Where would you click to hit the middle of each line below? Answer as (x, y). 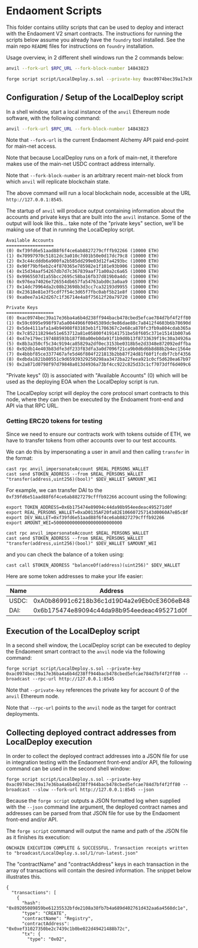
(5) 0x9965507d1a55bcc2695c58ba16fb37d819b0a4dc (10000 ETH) (83, 277)
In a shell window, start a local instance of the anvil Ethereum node (88, 112)
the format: (20, 458)
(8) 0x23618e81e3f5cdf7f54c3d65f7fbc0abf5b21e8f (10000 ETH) (83, 292)
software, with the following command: (53, 118)
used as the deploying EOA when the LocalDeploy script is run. (82, 382)
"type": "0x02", (47, 939)
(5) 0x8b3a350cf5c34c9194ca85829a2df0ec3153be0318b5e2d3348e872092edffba (99, 344)
